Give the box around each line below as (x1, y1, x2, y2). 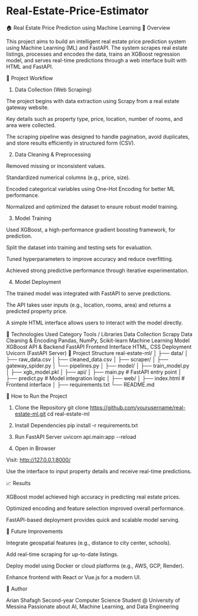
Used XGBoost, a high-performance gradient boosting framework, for (6, 226, 176, 233)
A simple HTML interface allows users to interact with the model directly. (6, 319, 183, 326)
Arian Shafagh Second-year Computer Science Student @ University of (6, 596, 180, 604)
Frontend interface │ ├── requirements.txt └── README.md (6, 381, 155, 388)
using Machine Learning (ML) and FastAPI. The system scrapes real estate (6, 44, 188, 51)
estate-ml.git (14, 410, 46, 417)
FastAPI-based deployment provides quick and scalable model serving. (6, 516, 180, 523)
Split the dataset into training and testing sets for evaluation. (6, 244, 152, 251)
